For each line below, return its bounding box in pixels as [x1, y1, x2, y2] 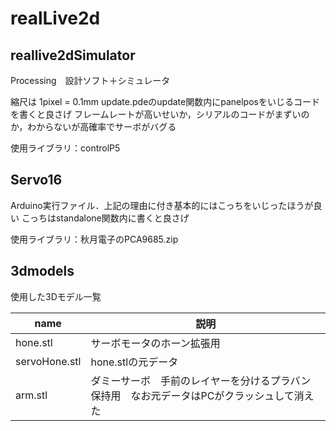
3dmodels [10, 263, 75, 280]
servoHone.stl [15, 354, 82, 368]
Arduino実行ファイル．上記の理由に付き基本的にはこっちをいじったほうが [10, 199, 314, 211]
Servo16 [10, 172, 63, 189]
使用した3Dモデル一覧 [10, 290, 102, 302]
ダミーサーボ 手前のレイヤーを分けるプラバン [90, 373, 312, 387]
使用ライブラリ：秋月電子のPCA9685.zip [10, 233, 179, 245]
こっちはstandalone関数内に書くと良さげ [21, 212, 190, 224]
